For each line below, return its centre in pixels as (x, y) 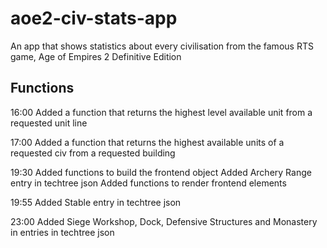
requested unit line (49, 123)
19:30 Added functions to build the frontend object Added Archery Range (161, 172)
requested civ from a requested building (93, 153)
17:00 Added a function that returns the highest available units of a (147, 142)
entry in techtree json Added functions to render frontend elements (148, 183)
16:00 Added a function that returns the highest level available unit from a (161, 112)
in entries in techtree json (62, 232)
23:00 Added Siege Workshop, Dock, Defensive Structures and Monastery (164, 221)
